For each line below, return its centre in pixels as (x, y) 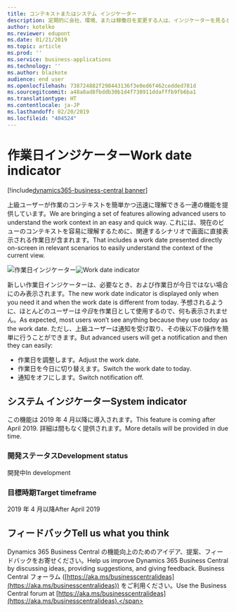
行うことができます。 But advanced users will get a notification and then (123, 337)
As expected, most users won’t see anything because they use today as (124, 320)
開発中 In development (39, 472)
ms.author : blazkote (38, 72)
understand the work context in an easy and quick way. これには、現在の (113, 222)
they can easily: (30, 345)
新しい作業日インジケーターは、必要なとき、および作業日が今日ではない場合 (118, 285)
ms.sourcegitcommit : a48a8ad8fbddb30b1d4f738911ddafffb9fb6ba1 (102, 92)
